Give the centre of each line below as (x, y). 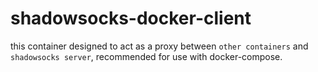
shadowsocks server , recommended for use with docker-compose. (146, 56)
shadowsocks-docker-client (131, 18)
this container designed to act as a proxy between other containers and (159, 46)
